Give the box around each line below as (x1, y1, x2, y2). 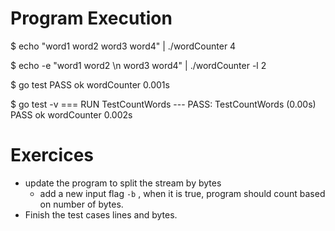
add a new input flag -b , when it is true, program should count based (39, 187, 326, 199)
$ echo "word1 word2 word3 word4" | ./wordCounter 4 (10, 40, 237, 52)
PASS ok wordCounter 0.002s (10, 108, 133, 121)
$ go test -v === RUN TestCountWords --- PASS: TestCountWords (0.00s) (10, 98, 317, 110)
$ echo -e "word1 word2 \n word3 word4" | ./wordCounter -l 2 (10, 59, 267, 71)
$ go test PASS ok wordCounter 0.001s (10, 78, 170, 91)
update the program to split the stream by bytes (24, 177, 222, 189)
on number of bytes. (39, 198, 124, 210)
